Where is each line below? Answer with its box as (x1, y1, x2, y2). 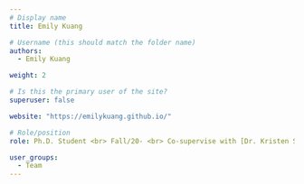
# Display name (9, 13, 67, 23)
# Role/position (9, 128, 71, 137)
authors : (9, 46, 43, 55)
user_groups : (9, 152, 59, 162)
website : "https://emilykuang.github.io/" (9, 112, 172, 121)
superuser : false (9, 96, 75, 105)
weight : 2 (9, 71, 47, 80)
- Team (17, 161, 43, 170)
